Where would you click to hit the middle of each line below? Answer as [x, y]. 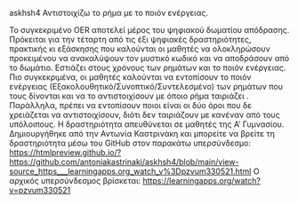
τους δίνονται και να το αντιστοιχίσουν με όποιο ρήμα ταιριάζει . [129, 96]
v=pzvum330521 [40, 190]
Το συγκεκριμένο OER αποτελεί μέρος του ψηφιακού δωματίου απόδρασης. [149, 30]
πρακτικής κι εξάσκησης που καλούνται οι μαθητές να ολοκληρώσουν [140, 49]
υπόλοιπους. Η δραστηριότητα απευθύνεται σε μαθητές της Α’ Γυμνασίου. [147, 124]
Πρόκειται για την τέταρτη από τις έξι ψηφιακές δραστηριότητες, [130, 39]
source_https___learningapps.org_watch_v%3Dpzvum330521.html [130, 171]
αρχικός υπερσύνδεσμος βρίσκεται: [75, 180]
